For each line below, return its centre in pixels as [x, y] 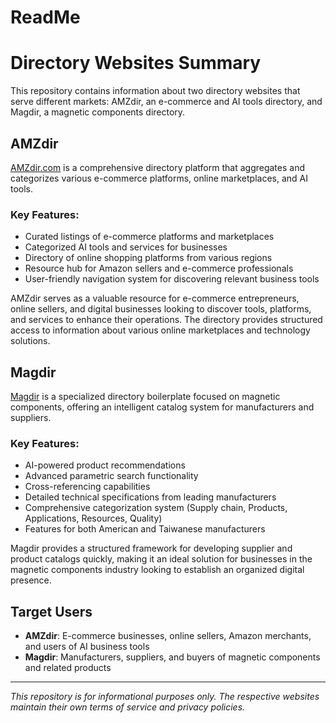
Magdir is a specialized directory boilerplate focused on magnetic [145, 397]
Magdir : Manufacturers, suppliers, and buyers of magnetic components [172, 657]
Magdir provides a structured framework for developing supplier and [151, 548]
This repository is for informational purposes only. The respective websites [165, 697]
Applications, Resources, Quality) [93, 518]
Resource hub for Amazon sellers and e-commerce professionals [159, 268]
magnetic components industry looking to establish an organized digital [157, 570]
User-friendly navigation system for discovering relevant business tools [172, 279]
